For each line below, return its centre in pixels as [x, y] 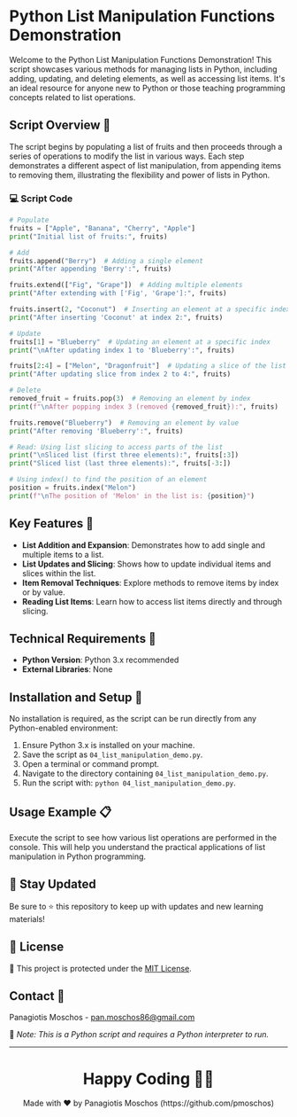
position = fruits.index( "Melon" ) [73, 488]
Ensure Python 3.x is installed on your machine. [108, 746]
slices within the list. [59, 573]
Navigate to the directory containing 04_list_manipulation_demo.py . [145, 774]
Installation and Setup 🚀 [76, 697]
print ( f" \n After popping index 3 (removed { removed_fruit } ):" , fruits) [144, 406]
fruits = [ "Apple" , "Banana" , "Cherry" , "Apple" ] [103, 228]
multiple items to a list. [63, 554]
